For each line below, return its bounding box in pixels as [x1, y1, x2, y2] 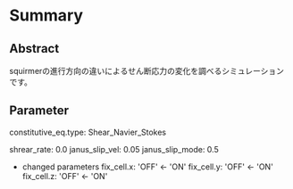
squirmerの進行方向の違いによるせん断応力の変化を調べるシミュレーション [9, 66, 284, 76]
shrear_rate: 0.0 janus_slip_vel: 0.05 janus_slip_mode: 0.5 [9, 144, 219, 154]
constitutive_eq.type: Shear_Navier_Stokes [9, 127, 167, 137]
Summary [9, 5, 83, 26]
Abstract [9, 41, 60, 56]
